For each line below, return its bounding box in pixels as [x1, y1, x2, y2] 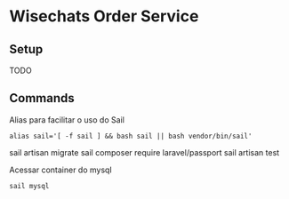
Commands [9, 91, 76, 106]
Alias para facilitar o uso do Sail [9, 114, 124, 125]
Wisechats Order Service [9, 6, 199, 27]
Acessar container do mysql [9, 164, 113, 175]
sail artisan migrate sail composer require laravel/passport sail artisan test [9, 147, 280, 157]
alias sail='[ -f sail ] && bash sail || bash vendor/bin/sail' [9, 131, 253, 140]
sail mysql [9, 181, 50, 190]
